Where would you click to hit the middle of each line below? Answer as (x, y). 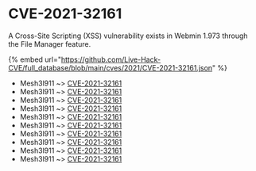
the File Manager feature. (50, 44)
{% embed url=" (35, 59)
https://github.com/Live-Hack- (111, 59)
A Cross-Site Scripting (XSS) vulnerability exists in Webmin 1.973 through (128, 36)
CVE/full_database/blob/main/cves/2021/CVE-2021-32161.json (111, 67)
